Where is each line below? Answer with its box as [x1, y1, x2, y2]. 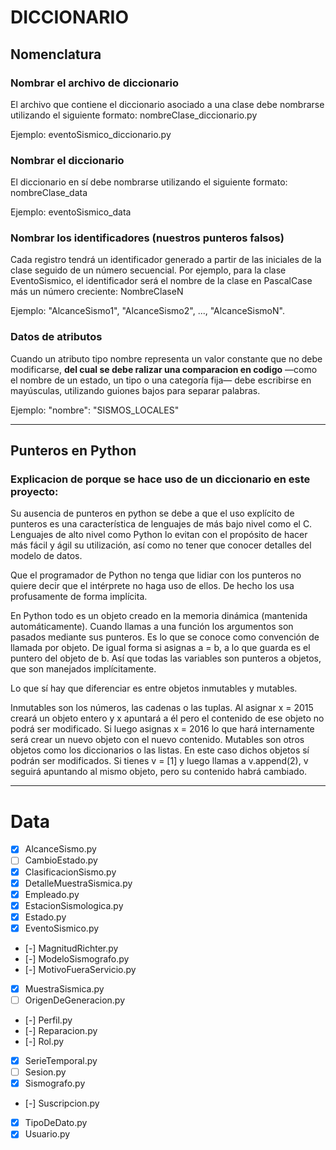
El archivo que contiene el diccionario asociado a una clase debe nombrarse [10, 98, 325, 110]
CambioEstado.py [24, 854, 98, 866]
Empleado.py [24, 888, 80, 900]
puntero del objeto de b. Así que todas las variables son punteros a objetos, [10, 652, 322, 665]
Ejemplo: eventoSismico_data [10, 206, 132, 218]
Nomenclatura [10, 46, 102, 63]
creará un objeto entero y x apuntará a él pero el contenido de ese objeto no [10, 712, 325, 725]
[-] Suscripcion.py [24, 1097, 100, 1110]
